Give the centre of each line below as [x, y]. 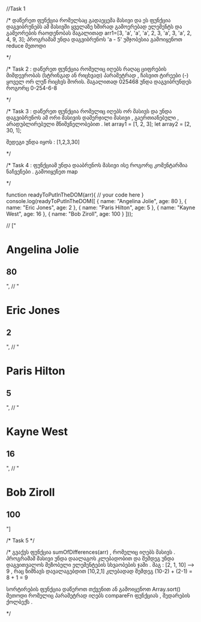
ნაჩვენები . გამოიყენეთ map [42, 171]
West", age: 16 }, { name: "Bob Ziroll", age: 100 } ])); [70, 214]
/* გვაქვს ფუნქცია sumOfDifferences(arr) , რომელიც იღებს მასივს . [91, 552]
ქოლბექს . [19, 602]
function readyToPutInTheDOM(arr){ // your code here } [75, 195]
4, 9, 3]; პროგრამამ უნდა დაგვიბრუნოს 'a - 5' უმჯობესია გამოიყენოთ [94, 39]
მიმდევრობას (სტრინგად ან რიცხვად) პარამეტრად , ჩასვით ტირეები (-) [97, 75]
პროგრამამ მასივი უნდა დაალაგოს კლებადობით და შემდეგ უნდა [90, 558]
